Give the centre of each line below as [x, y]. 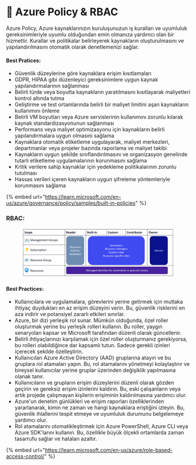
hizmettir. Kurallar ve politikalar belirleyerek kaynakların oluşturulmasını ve [95, 40]
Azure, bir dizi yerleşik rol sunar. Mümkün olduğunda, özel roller [91, 320]
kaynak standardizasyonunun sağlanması [64, 123]
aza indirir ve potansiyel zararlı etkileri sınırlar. [70, 314]
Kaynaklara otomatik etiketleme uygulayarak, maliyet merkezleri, [92, 142]
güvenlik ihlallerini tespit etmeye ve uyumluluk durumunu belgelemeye [99, 414]
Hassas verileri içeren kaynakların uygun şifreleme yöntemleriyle [92, 179]
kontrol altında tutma [39, 99]
